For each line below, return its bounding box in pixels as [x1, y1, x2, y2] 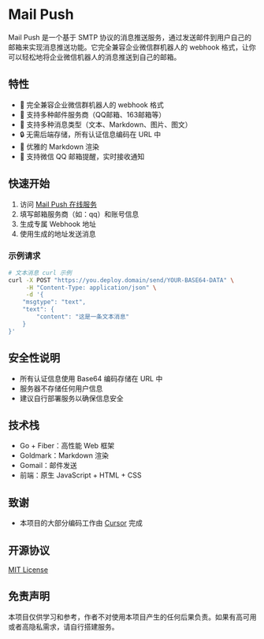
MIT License [8, 565, 49, 574]
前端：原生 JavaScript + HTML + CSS [19, 470, 142, 480]
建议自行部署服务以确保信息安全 [19, 393, 124, 403]
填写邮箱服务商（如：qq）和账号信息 [19, 209, 139, 218]
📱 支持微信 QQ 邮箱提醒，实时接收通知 [19, 151, 145, 161]
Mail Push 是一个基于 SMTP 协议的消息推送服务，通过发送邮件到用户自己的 [8, 32, 252, 42]
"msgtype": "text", [22, 298, 87, 306]
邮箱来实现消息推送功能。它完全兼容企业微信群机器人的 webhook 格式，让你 [8, 42, 256, 52]
